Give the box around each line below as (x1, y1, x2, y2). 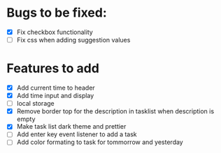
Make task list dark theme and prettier (16, 122, 127, 131)
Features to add (6, 61, 99, 76)
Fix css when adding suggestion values (16, 36, 131, 44)
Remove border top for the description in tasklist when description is (16, 107, 215, 115)
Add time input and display (16, 92, 94, 100)
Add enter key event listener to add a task (16, 130, 137, 138)
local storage (16, 99, 55, 108)
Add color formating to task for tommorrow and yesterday (16, 138, 183, 147)
